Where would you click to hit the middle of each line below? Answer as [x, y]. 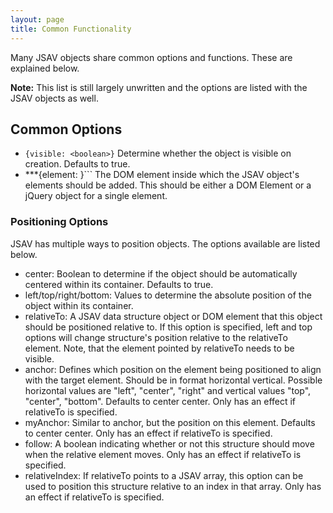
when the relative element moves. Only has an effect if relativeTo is [163, 454]
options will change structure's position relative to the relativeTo [156, 337]
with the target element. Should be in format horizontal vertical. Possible [173, 380]
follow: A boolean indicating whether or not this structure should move [169, 443]
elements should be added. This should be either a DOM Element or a [168, 185]
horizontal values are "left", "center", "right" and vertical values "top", [168, 390]
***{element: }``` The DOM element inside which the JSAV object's [162, 175]
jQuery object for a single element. [96, 196]
